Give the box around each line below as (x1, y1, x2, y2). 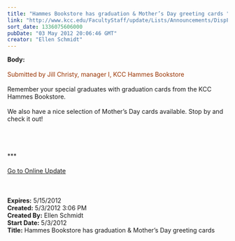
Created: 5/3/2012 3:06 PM (7, 204, 87, 212)
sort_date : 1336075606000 (7, 23, 83, 30)
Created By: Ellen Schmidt (7, 211, 84, 220)
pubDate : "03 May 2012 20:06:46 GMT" (7, 29, 117, 37)
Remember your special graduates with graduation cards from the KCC (7, 85, 212, 94)
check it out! (7, 115, 43, 123)
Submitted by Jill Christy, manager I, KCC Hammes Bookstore (7, 71, 185, 79)
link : (7, 17, 23, 24)
